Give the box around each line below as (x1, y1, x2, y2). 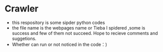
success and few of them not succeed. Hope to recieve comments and (11, 30, 158, 36)
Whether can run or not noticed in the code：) (11, 41, 107, 47)
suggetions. (11, 35, 36, 41)
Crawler (4, 3, 38, 14)
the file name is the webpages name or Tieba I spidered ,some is (11, 24, 145, 30)
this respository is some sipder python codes (11, 19, 105, 25)
